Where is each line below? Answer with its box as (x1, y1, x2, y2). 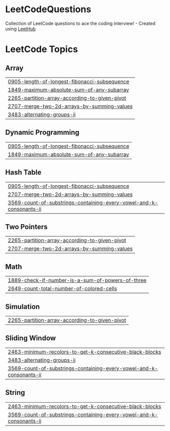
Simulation (5, 302, 40, 311)
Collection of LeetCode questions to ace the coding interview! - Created (5, 20, 156, 26)
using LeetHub (5, 25, 36, 31)
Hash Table (5, 168, 41, 177)
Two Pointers (5, 222, 48, 231)
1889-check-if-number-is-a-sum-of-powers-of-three (8, 277, 147, 284)
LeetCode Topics (5, 44, 78, 55)
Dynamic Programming (5, 128, 79, 137)
